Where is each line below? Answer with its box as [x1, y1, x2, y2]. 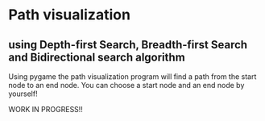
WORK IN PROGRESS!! [8, 105, 83, 114]
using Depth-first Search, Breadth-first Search [8, 38, 248, 52]
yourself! [8, 89, 38, 98]
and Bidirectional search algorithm [8, 50, 185, 64]
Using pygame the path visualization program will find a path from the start [8, 72, 257, 81]
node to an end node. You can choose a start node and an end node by [8, 81, 245, 90]
